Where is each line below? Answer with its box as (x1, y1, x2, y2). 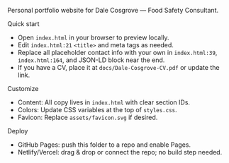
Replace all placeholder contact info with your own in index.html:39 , (17, 49, 218, 56)
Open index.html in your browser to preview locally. (17, 33, 169, 42)
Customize (7, 85, 39, 92)
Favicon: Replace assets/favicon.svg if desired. (17, 113, 158, 121)
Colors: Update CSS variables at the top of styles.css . (17, 106, 177, 114)
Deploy (7, 127, 28, 135)
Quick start (7, 20, 40, 28)
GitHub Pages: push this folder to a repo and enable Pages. (17, 140, 191, 149)
